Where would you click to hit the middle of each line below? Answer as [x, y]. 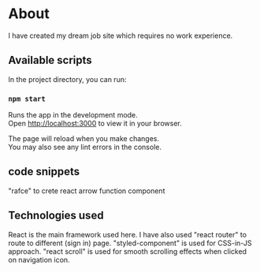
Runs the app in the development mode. [73, 115]
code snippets [44, 171]
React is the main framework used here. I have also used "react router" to [127, 234]
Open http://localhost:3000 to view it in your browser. [95, 124]
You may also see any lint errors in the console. [85, 147]
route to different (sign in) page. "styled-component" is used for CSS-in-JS [130, 243]
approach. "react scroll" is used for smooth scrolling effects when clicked [127, 251]
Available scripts [50, 60]
